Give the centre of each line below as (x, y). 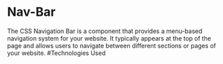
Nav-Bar (32, 12)
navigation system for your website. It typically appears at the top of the (109, 38)
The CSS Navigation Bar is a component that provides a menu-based (105, 31)
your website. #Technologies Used (56, 53)
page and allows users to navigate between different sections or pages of (111, 45)
